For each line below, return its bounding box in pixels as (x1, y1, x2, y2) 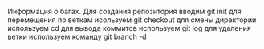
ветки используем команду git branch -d (7, 32, 147, 41)
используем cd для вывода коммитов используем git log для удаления (7, 24, 252, 32)
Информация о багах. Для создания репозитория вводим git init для (7, 7, 242, 16)
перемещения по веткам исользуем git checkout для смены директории (7, 15, 257, 24)
